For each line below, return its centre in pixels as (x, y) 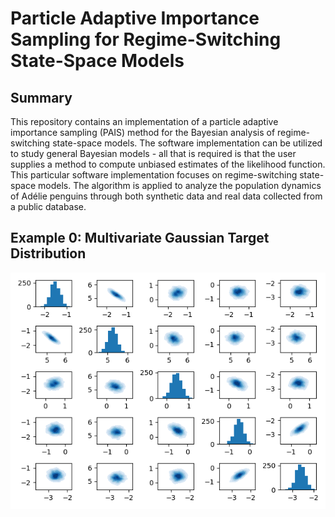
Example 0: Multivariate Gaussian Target (140, 238)
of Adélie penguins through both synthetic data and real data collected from (166, 196)
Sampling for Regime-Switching (146, 39)
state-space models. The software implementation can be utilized (187, 143)
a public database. (48, 206)
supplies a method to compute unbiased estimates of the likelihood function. (168, 164)
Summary (41, 97)
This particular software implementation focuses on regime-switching (154, 175)
